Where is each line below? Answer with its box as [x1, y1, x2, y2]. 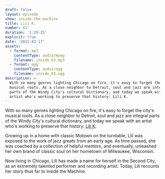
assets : [5, 44, 21, 49]
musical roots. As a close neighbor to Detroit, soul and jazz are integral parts [5, 113, 160, 119]
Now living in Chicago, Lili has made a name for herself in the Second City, [5, 158, 156, 164]
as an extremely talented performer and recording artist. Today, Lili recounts [5, 163, 160, 169]
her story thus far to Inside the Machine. [5, 168, 86, 175]
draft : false [5, 7, 32, 12]
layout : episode [5, 12, 38, 17]
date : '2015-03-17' [5, 39, 45, 44]
